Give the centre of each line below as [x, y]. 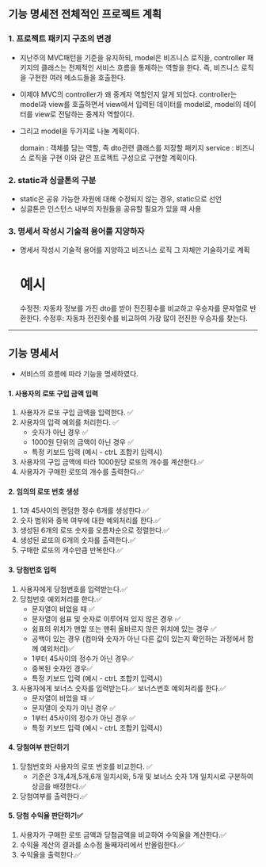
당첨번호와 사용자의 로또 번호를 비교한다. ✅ [86, 766]
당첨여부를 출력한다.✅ [53, 796]
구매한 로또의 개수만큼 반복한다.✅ [71, 550]
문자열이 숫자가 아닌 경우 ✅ [74, 708]
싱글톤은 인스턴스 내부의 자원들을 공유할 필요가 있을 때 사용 [110, 208]
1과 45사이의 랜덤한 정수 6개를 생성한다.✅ [84, 510]
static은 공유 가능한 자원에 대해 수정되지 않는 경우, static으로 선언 [121, 199]
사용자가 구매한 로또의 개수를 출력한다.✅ [82, 472]
